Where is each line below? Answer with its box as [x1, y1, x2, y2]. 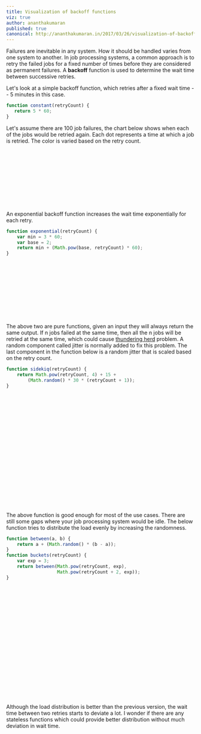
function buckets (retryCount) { [6, 552, 87, 558]
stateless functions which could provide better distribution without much [6, 715, 185, 723]
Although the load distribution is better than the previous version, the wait [6, 703, 188, 710]
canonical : [6, 31, 33, 37]
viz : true [6, 14, 31, 20]
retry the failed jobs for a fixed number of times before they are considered [6, 61, 191, 68]
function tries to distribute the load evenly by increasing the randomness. [6, 524, 187, 531]
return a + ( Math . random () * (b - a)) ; [17, 541, 117, 547]
